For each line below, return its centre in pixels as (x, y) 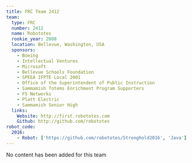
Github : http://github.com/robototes (63, 122)
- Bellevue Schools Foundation (55, 72)
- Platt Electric (38, 99)
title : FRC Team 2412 (33, 12)
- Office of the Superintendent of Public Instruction (86, 83)
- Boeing (28, 56)
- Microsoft (31, 66)
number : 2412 (28, 28)
